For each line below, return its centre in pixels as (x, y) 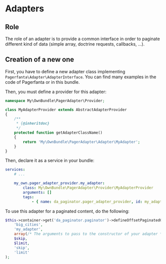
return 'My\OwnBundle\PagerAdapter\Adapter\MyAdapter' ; (82, 142)
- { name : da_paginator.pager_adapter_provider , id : (87, 202)
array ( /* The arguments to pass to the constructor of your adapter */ (89, 234)
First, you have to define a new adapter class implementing (65, 71)
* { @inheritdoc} (33, 124)
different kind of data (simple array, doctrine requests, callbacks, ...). (75, 44)
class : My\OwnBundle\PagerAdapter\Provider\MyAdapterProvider (88, 188)
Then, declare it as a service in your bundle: (50, 160)
